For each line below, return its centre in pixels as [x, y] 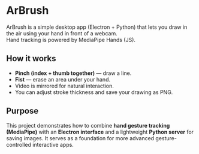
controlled [19, 144]
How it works [31, 58]
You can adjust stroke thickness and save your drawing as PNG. [94, 92]
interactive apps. [53, 144]
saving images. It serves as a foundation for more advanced [80, 138]
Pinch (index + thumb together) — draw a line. [73, 73]
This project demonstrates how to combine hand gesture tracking [88, 125]
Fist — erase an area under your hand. [63, 79]
